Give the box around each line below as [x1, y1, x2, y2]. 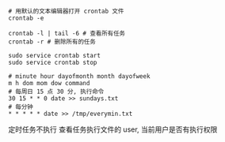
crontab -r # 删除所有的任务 [8, 38, 97, 46]
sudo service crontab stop [8, 58, 97, 66]
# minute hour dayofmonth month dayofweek [8, 73, 151, 80]
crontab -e [8, 14, 44, 22]
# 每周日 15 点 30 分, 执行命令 [8, 88, 105, 95]
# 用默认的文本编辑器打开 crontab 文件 [8, 7, 124, 15]
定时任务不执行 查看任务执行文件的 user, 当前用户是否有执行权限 [8, 125, 218, 134]
